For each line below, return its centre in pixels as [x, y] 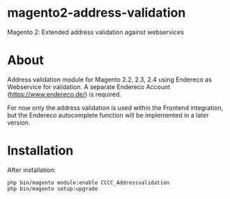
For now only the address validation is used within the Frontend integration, [115, 108]
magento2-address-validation [97, 13]
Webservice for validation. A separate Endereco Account [89, 87]
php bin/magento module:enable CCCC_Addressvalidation [89, 182]
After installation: [32, 170]
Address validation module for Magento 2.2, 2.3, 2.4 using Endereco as [110, 79]
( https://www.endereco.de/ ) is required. [64, 94]
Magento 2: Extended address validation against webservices [96, 32]
